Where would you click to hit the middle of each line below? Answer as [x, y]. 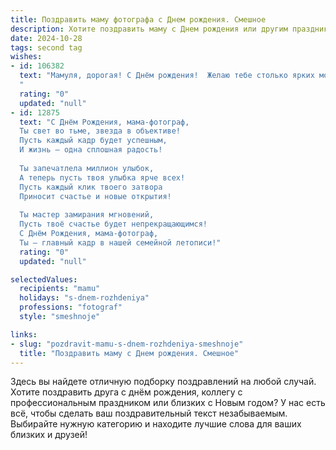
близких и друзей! [49, 435]
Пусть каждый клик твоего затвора [91, 187]
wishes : [26, 57]
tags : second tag [46, 47]
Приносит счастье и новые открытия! [95, 196]
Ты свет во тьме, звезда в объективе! [100, 131]
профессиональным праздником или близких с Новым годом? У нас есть [168, 403]
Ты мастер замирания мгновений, [87, 215]
